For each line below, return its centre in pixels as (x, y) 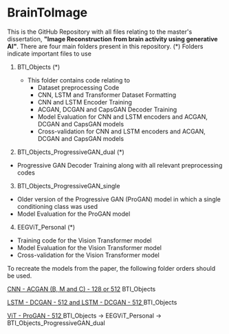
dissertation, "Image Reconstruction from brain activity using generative (112, 38)
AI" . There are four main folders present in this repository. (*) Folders (105, 46)
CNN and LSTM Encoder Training (85, 102)
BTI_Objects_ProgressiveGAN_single (68, 186)
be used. (20, 276)
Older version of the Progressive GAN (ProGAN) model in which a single (119, 199)
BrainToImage (47, 13)
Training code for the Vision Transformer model (84, 240)
